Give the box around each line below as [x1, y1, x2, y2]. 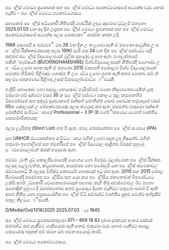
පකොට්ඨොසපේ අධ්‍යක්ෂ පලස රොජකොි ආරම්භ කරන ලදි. [5, 32, 120, 38]
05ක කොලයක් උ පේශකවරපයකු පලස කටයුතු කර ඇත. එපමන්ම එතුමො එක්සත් [5, 104, 159, 109]
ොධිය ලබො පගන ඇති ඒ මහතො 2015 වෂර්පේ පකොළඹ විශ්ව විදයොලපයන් [5, 65, 157, 71]
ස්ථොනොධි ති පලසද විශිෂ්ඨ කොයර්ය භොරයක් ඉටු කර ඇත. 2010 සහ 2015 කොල [5, 168, 163, 174]
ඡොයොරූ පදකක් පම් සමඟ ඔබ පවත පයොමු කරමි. [5, 229, 102, 234]
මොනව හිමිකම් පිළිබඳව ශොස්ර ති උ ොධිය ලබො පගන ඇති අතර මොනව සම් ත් [5, 71, 158, 76]
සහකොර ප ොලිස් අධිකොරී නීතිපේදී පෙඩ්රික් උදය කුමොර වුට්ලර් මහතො [5, 20, 146, 26]
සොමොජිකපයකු [5, 115, 37, 121]
